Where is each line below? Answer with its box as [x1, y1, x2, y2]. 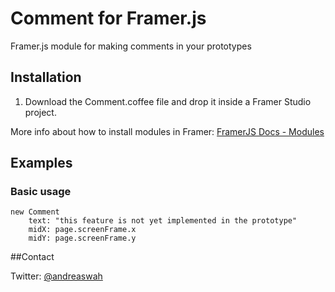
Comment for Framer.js [10, 7, 207, 30]
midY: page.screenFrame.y [28, 233, 137, 244]
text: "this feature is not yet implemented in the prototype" [28, 216, 298, 226]
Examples [10, 155, 73, 172]
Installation [10, 69, 82, 86]
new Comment [10, 207, 60, 217]
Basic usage [10, 185, 72, 199]
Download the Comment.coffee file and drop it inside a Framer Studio [24, 95, 312, 107]
